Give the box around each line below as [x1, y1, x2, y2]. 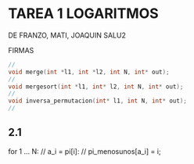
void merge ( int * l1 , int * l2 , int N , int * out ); [8, 68, 170, 76]
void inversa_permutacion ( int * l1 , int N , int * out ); [8, 97, 188, 105]
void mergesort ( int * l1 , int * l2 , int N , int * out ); [8, 83, 184, 91]
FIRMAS [8, 45, 34, 55]
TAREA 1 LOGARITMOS [8, 5, 159, 23]
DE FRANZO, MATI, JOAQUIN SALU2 [8, 30, 127, 40]
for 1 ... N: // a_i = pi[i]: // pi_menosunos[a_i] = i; [8, 146, 162, 156]
